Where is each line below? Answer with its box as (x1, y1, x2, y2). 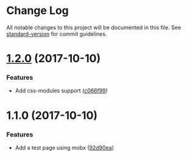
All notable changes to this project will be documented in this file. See (6, 24, 182, 31)
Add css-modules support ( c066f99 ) (15, 87, 108, 94)
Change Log (6, 4, 69, 18)
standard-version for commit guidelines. (6, 30, 107, 37)
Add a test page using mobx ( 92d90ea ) (15, 144, 115, 151)
